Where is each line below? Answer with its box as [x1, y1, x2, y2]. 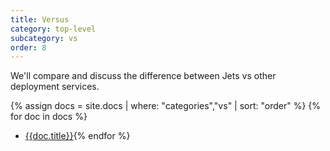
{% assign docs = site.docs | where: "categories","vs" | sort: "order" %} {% [10, 100, 322, 112]
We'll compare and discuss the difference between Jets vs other [10, 70, 277, 82]
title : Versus [10, 14, 70, 25]
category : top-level [10, 24, 97, 34]
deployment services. [10, 81, 100, 93]
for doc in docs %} [10, 111, 88, 123]
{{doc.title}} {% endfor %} [24, 130, 131, 142]
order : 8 [10, 42, 47, 53]
